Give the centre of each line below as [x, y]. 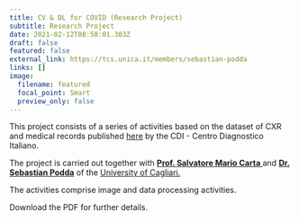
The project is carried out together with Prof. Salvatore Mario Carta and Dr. [150, 163]
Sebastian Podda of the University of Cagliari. [95, 172]
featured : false [40, 51]
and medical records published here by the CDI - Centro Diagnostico [136, 136]
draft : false [34, 43]
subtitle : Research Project [62, 26]
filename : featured [54, 84]
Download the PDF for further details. [79, 207]
